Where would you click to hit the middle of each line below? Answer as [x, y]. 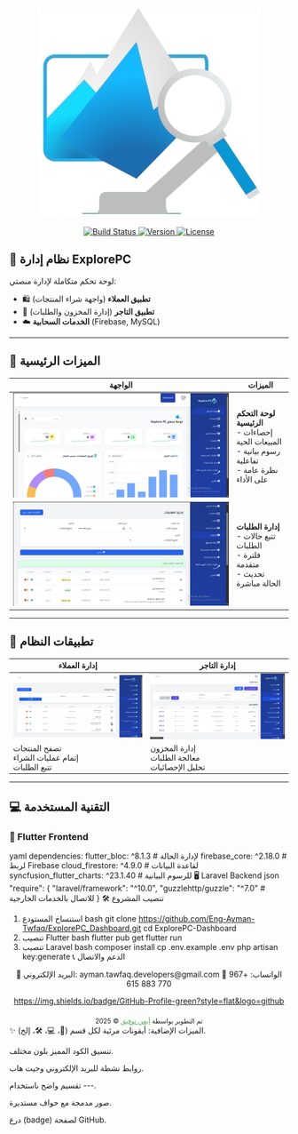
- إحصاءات [255, 432]
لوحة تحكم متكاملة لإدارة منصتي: [63, 281]
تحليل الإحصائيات [178, 767]
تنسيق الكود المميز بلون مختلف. [61, 1050]
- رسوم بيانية [259, 451]
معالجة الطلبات [175, 757]
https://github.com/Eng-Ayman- [197, 918]
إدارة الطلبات [258, 526]
